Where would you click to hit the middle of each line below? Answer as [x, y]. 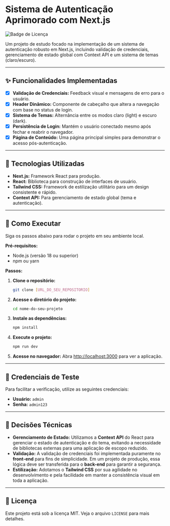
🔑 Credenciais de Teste [42, 377]
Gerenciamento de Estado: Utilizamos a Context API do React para [83, 437]
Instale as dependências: [39, 318]
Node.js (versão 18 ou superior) [45, 255]
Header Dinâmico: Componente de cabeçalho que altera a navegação [86, 104]
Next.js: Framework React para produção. [57, 176]
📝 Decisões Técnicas [39, 425]
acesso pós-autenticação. [40, 143]
